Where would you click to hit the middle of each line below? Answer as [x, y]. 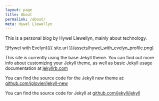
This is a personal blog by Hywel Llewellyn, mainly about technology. [76, 38]
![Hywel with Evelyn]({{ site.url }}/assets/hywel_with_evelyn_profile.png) [79, 48]
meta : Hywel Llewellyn [29, 24]
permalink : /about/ [25, 19]
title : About [19, 15]
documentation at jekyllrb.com [37, 68]
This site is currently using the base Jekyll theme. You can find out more [79, 58]
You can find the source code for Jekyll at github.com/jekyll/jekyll [73, 93]
